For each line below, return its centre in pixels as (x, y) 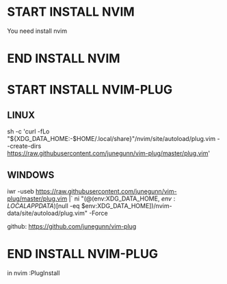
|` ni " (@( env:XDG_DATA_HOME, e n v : (122, 198)
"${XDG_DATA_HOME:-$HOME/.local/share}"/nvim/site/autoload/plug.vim (111, 139)
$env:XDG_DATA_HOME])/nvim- (126, 205)
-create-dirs (24, 146)
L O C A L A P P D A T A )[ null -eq (43, 205)
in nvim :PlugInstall (34, 273)
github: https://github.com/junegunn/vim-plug (72, 226)
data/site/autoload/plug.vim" (47, 213)
